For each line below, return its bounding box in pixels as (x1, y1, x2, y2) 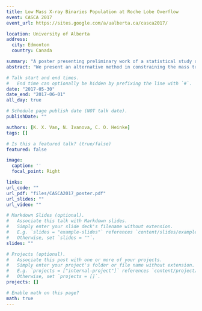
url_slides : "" (6, 196, 44, 202)
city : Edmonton (11, 42, 50, 48)
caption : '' (11, 163, 42, 169)
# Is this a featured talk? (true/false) (6, 140, 112, 147)
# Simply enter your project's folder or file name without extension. (6, 262, 195, 268)
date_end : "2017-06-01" (6, 91, 66, 98)
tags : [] (6, 130, 28, 136)
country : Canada (11, 47, 52, 54)
